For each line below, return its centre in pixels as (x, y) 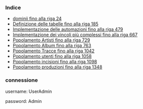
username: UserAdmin (29, 91)
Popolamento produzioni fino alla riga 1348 (57, 67)
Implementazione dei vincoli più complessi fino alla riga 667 (75, 35)
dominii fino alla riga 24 (37, 19)
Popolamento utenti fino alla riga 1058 (52, 56)
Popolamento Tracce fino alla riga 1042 (53, 51)
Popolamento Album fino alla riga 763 (52, 46)
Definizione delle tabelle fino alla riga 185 (56, 24)
